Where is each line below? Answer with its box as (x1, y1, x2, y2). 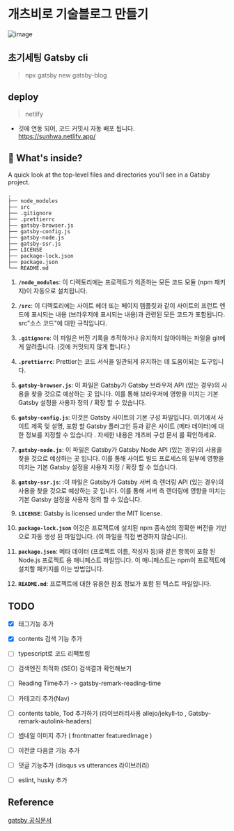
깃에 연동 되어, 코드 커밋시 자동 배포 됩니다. (17, 124, 135, 133)
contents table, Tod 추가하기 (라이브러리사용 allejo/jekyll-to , (17, 709, 187, 717)
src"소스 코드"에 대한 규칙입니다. (17, 319, 107, 328)
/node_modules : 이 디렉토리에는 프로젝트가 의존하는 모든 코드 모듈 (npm (17, 278, 213, 286)
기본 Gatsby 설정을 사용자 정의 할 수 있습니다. (17, 495, 142, 503)
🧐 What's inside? (8, 152, 83, 164)
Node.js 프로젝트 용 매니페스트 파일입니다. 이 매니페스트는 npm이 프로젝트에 (17, 556, 226, 564)
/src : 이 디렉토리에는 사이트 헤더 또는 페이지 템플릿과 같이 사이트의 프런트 (17, 302, 219, 310)
